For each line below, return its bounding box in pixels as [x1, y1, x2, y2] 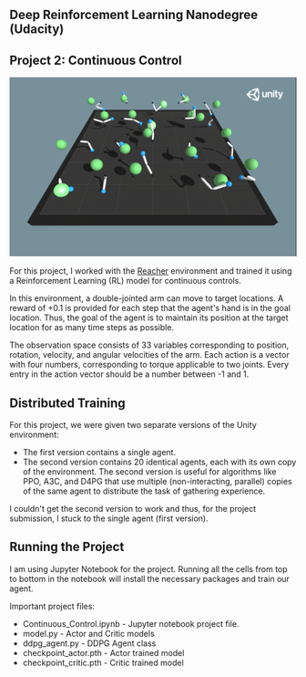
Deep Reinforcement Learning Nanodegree [9, 7, 259, 23]
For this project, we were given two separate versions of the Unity [9, 420, 257, 431]
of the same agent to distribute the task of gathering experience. [22, 485, 266, 496]
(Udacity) [9, 22, 65, 37]
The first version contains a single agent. [22, 447, 176, 458]
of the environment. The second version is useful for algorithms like [22, 466, 277, 477]
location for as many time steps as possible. [9, 322, 175, 333]
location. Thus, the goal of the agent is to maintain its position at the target [9, 312, 289, 323]
